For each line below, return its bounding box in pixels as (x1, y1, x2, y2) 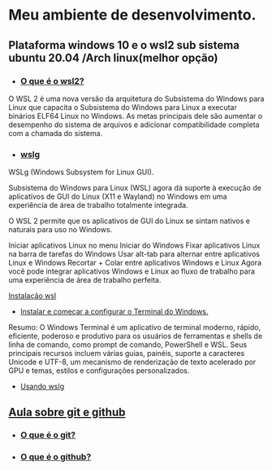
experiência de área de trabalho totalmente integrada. (8, 200, 188, 210)
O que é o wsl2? (19, 75, 84, 86)
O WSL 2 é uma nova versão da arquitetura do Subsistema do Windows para (8, 94, 265, 103)
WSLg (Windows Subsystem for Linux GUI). (8, 167, 154, 177)
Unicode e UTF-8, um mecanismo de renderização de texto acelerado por (8, 357, 257, 367)
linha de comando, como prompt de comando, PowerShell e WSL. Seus (8, 340, 248, 349)
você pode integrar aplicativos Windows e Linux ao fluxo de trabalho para (8, 266, 256, 276)
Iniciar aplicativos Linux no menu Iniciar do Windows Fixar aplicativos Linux (8, 240, 261, 250)
